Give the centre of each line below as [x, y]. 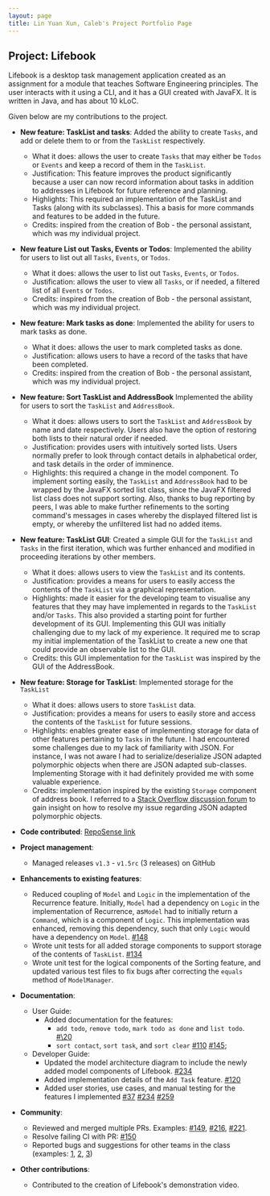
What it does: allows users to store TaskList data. [114, 705]
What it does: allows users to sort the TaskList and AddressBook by [142, 422]
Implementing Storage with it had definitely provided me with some [143, 774]
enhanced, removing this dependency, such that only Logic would [141, 928]
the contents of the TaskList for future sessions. [112, 722]
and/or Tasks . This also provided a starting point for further [129, 615]
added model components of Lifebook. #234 [118, 1071]
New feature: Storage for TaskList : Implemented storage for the [127, 683]
